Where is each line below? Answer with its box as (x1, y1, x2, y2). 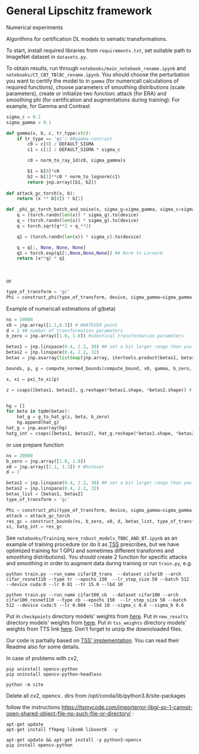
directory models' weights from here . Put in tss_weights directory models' (6, 619, 187, 626)
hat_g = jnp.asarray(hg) (6, 425, 68, 431)
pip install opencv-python (6, 742, 73, 749)
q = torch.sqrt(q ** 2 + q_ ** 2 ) (17, 223, 92, 229)
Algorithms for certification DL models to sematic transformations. (6, 35, 168, 42)
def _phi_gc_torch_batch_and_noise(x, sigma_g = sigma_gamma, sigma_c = (6, 207, 182, 213)
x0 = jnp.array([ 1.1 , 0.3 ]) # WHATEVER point (6, 322, 118, 328)
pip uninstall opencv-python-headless (6, 671, 102, 677)
